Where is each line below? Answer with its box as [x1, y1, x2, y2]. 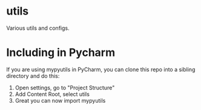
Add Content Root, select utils [15, 90, 90, 98]
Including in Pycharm [6, 46, 116, 60]
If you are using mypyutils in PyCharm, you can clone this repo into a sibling [6, 66, 196, 73]
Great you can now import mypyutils [15, 97, 106, 104]
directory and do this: [6, 72, 60, 80]
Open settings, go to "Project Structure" [15, 84, 115, 91]
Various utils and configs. [6, 24, 70, 32]
